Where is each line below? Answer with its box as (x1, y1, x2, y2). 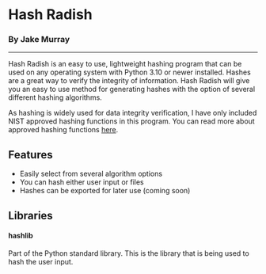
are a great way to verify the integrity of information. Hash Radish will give (8, 76, 250, 86)
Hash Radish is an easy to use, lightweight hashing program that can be (8, 59, 242, 69)
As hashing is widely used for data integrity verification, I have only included (8, 108, 257, 118)
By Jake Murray (8, 34, 70, 45)
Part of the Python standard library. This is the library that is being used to (8, 248, 249, 258)
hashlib (8, 231, 33, 241)
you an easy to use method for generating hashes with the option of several (8, 85, 256, 94)
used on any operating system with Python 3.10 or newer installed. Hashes (8, 67, 251, 77)
